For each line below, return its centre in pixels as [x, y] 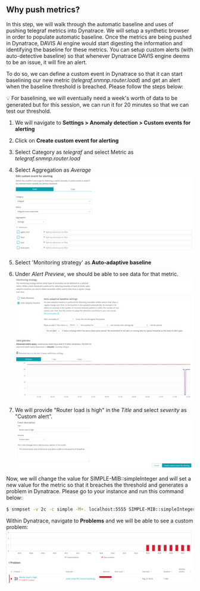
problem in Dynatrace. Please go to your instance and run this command [95, 491]
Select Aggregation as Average [53, 170]
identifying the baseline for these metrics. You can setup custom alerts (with [100, 49]
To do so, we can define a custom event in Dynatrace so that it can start [94, 73]
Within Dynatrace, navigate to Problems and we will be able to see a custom [100, 521]
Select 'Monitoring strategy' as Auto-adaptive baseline [83, 262]
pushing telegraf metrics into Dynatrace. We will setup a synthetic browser [98, 30]
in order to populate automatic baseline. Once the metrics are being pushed [99, 37]
